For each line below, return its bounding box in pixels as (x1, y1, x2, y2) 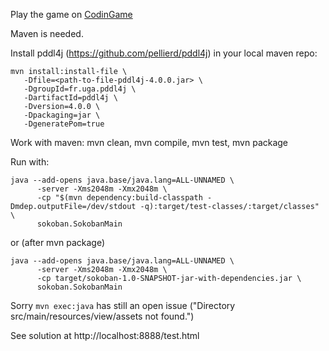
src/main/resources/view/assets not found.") (10, 310, 195, 322)
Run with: (10, 156, 50, 168)
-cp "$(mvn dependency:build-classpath (36, 193, 203, 203)
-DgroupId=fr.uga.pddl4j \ (23, 84, 137, 94)
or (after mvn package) (10, 237, 106, 248)
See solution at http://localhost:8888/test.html (10, 330, 200, 341)
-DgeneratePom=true (23, 119, 105, 129)
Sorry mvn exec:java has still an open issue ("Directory (10, 300, 236, 311)
